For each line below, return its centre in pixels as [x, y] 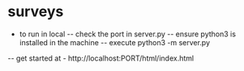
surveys [36, 12]
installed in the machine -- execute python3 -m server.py [115, 42]
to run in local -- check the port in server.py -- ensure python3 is [128, 34]
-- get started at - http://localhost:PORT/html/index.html [101, 58]
